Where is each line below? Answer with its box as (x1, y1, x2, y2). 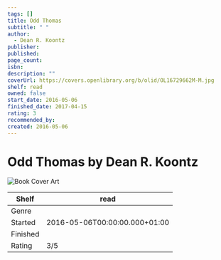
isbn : (7, 63, 23, 71)
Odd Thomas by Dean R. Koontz (7, 154, 199, 170)
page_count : (7, 57, 43, 64)
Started (11, 218, 36, 228)
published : (7, 51, 40, 58)
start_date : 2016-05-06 (7, 97, 78, 104)
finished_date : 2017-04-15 (7, 103, 87, 110)
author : (7, 30, 31, 38)
